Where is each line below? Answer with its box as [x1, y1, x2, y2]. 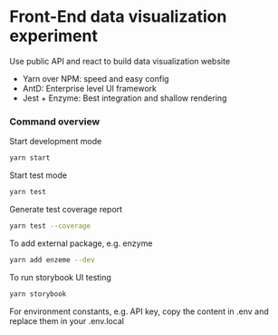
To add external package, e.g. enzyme [9, 238, 153, 249]
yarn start [9, 153, 51, 163]
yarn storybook [9, 289, 67, 299]
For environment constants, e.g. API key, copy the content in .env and [9, 306, 269, 317]
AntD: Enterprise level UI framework [22, 83, 157, 94]
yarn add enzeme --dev [9, 255, 95, 264]
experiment [9, 25, 98, 46]
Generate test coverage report [9, 203, 123, 214]
